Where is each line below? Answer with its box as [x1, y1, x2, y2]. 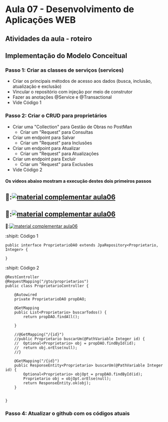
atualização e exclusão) [12, 83, 62, 89]
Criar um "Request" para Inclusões [20, 140, 92, 146]
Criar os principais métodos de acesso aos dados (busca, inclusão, [12, 78, 152, 84]
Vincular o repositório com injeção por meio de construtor [12, 89, 133, 95]
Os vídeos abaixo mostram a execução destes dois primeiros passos [5, 178, 152, 184]
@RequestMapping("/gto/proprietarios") [5, 279, 89, 284]
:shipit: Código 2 [5, 265, 39, 271]
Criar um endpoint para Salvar [12, 134, 75, 140]
